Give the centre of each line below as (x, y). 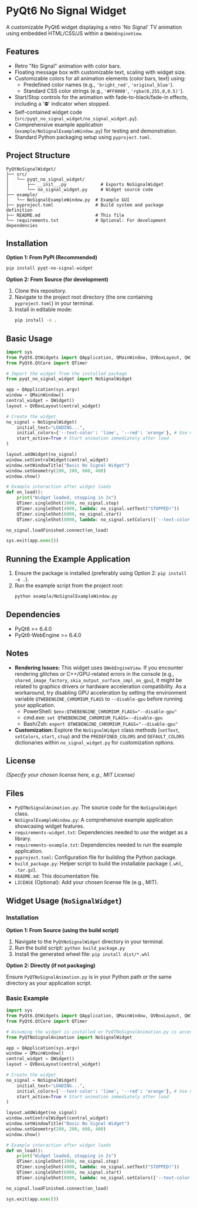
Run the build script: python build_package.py (70, 948)
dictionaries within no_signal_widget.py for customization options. (94, 742)
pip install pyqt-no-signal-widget (50, 268)
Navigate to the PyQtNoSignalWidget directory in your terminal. (89, 941)
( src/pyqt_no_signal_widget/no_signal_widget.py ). (77, 118)
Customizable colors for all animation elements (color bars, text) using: (100, 78)
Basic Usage (29, 339)
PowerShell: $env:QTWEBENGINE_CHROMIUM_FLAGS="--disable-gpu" (100, 711)
